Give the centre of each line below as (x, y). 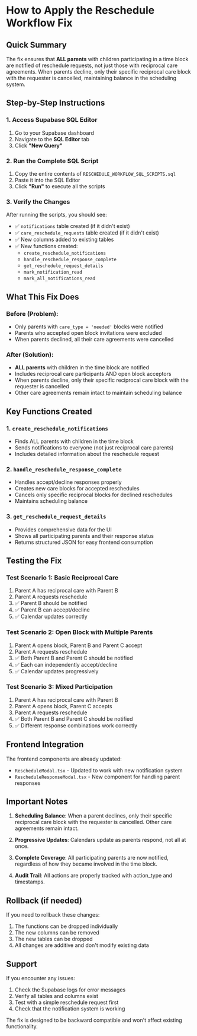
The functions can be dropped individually (66, 926)
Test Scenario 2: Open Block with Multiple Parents (80, 632)
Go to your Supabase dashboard (54, 133)
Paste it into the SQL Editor (47, 180)
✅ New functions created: (46, 246)
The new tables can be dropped (54, 939)
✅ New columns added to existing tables (64, 240)
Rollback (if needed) (44, 900)
